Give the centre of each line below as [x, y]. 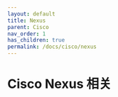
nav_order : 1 [27, 34]
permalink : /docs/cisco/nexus [52, 47]
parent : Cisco [28, 27]
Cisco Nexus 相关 [59, 84]
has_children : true [36, 40]
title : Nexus [27, 21]
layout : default [31, 14]
